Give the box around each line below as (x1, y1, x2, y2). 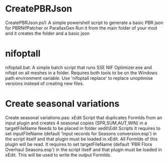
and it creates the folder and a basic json (5, 30, 90, 36)
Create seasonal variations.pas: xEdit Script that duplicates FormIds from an (5, 114, 162, 120)
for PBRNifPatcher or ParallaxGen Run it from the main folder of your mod (5, 25, 157, 31)
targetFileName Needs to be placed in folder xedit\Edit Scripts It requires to (5, 125, 160, 131)
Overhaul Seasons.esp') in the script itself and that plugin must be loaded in (5, 146, 162, 152)
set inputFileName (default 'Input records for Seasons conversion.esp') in (5, 130, 157, 136)
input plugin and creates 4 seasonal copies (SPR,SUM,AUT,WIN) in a (5, 120, 147, 126)
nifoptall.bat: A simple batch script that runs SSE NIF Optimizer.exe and (5, 64, 152, 70)
